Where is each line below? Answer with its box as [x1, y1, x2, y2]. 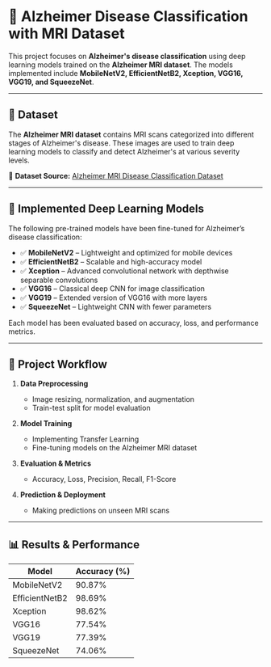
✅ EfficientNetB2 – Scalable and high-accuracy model [19, 256, 202, 266]
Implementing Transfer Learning [31, 434, 140, 444]
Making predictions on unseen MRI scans [31, 505, 170, 516]
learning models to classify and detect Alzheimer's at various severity [8, 146, 240, 156]
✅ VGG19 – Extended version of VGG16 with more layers [19, 293, 208, 302]
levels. [8, 155, 30, 165]
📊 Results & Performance [8, 538, 140, 551]
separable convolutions [19, 275, 98, 285]
